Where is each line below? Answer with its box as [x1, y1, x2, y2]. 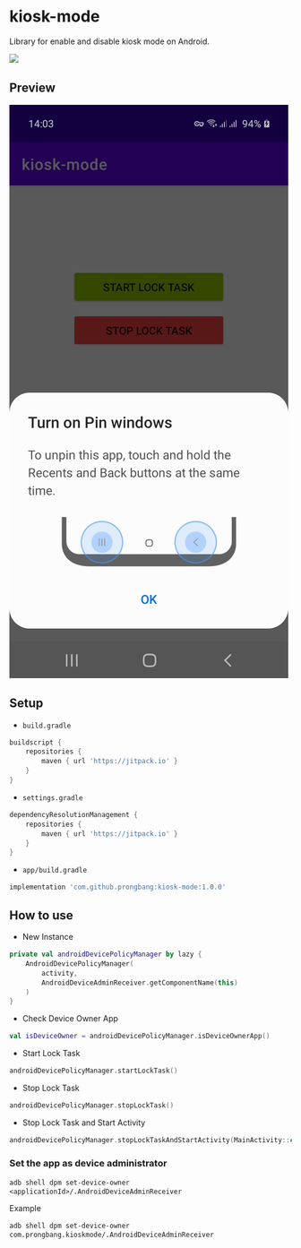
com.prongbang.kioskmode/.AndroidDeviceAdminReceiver [9, 1230, 215, 1240]
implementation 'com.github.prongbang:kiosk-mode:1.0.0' [9, 882, 227, 892]
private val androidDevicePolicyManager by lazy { [9, 950, 202, 959]
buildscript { [9, 737, 63, 747]
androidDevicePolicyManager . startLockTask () [9, 1066, 178, 1076]
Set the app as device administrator [9, 1157, 168, 1169]
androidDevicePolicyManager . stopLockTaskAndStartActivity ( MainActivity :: [9, 1135, 291, 1144]
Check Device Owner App [21, 1013, 119, 1024]
